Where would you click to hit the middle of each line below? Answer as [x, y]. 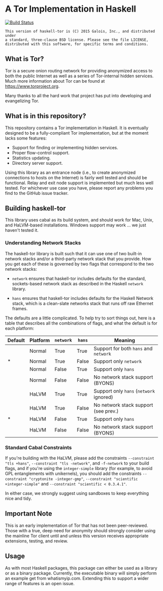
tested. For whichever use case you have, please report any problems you [79, 188]
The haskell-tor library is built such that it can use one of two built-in [73, 253]
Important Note [29, 514]
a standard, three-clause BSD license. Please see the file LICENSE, [77, 40]
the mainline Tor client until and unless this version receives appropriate [77, 536]
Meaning [124, 340]
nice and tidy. [19, 498]
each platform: [20, 328]
